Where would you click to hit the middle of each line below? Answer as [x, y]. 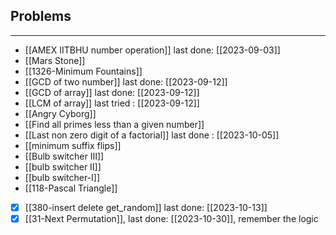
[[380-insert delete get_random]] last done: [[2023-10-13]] [146, 207]
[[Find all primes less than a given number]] [114, 124]
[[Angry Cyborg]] [60, 113]
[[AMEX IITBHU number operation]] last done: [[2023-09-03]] [152, 50]
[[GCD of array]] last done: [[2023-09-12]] [112, 92]
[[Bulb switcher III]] [64, 156]
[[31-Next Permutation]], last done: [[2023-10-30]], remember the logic [171, 218]
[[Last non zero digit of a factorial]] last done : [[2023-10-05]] [152, 135]
